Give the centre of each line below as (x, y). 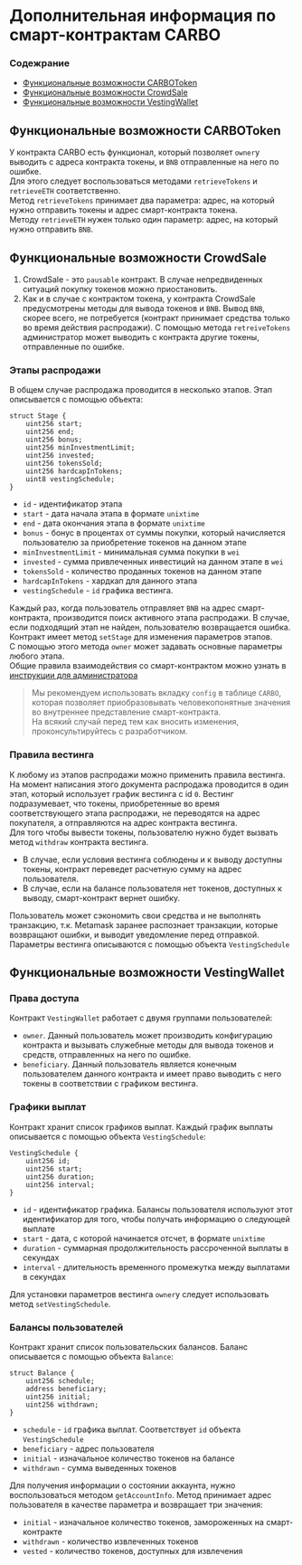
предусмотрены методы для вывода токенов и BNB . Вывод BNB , (143, 308)
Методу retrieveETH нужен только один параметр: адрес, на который (144, 220)
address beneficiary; (66, 1389)
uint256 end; (50, 432)
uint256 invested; (60, 456)
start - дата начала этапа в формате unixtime (111, 514)
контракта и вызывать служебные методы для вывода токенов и (148, 1045)
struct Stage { (38, 416)
